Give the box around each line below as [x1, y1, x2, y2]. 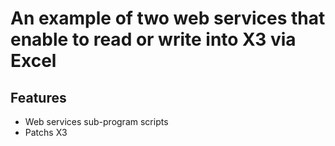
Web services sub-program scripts [24, 116, 169, 127]
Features [10, 89, 67, 106]
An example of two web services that [10, 7, 326, 30]
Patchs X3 [24, 127, 68, 138]
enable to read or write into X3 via [10, 28, 297, 51]
